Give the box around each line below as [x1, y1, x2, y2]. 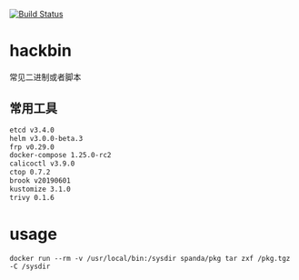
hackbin [9, 41, 73, 61]
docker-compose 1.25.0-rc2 [9, 151, 112, 160]
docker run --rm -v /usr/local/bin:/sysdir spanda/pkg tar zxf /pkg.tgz [9, 254, 291, 263]
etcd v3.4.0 [9, 125, 55, 135]
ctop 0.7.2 [9, 168, 51, 177]
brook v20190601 [9, 176, 71, 185]
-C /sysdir [9, 262, 51, 271]
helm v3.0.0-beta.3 [9, 134, 84, 143]
